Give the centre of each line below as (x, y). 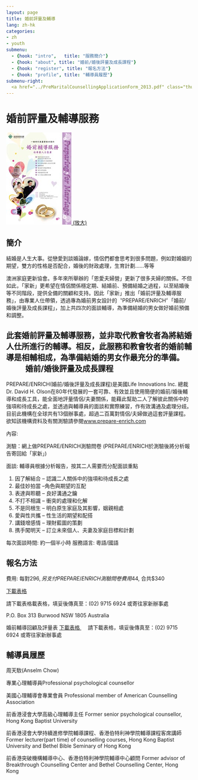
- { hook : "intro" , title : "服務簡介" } (60, 56)
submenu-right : (25, 81)
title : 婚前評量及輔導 (31, 19)
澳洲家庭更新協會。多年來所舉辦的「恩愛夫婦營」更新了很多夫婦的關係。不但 (99, 278)
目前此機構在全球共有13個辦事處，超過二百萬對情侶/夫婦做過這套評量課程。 (98, 414)
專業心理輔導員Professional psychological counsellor (70, 683)
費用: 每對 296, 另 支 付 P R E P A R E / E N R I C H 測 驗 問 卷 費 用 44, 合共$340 (85, 578)
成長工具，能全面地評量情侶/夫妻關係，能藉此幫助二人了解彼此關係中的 (103, 399)
